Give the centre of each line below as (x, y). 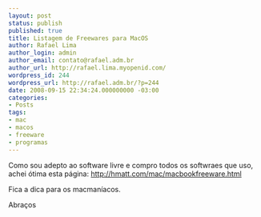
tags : (17, 113)
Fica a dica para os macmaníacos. (65, 189)
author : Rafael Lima (43, 46)
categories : (28, 98)
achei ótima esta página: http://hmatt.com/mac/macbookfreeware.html (125, 174)
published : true (35, 30)
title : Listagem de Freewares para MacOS (78, 38)
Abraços (22, 204)
